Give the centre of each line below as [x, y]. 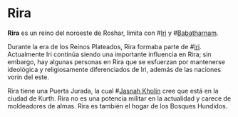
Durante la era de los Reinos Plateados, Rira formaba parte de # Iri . [104, 46]
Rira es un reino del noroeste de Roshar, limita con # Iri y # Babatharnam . [113, 33]
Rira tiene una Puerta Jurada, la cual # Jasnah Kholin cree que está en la [113, 91]
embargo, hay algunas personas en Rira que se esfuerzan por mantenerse [117, 61]
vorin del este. [29, 77]
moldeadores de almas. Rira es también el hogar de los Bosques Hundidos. [118, 106]
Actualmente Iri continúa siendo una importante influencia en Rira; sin [109, 54]
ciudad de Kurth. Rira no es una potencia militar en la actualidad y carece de [119, 98]
